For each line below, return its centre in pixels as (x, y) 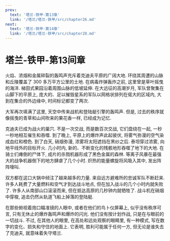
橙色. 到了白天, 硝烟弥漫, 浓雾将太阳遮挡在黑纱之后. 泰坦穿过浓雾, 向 (94, 141)
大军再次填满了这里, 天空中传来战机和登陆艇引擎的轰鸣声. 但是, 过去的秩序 (82, 111)
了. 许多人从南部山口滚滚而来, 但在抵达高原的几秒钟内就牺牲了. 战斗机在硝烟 (84, 190)
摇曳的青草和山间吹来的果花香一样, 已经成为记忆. (60, 118)
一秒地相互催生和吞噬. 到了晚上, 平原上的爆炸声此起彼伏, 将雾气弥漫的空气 (82, 135)
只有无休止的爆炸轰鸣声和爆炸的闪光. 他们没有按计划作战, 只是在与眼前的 (88, 214)
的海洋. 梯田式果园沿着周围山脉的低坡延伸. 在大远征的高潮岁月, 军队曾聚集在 (84, 88)
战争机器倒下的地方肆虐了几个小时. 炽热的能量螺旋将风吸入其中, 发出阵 (88, 160)
